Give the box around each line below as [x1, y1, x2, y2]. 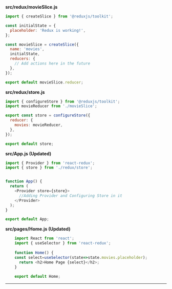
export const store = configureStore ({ [5, 113, 91, 118]
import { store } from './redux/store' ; [5, 165, 93, 170]
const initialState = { [5, 23, 56, 28]
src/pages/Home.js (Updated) [5, 226, 71, 232]
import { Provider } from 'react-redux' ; [5, 160, 95, 166]
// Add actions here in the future [14, 61, 91, 66]
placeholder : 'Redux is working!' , [10, 28, 86, 33]
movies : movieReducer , [14, 122, 63, 128]
